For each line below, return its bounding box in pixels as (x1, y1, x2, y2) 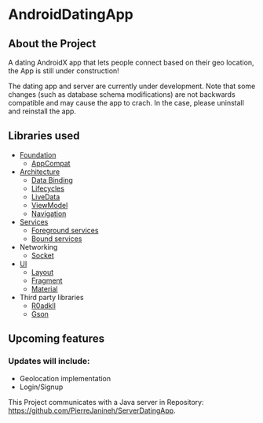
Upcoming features (8, 332, 104, 346)
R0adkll (31, 301, 57, 310)
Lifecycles (31, 184, 65, 193)
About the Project (8, 37, 97, 50)
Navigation (31, 209, 67, 218)
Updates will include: (8, 356, 90, 367)
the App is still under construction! (8, 66, 119, 76)
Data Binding (31, 175, 73, 184)
